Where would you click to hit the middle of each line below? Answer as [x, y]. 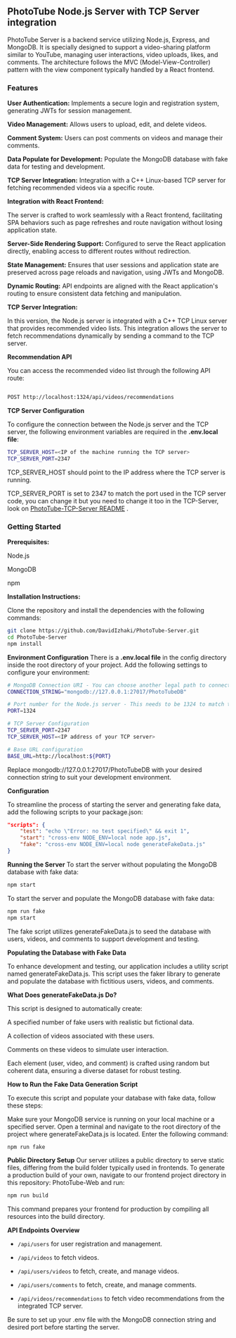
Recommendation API [40, 357]
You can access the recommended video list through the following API [109, 371]
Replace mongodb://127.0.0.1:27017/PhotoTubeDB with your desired [105, 769]
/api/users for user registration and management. [90, 1244]
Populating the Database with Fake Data [67, 952]
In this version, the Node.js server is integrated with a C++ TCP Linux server [117, 321]
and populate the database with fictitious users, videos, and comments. [111, 981]
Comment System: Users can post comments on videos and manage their [115, 138]
